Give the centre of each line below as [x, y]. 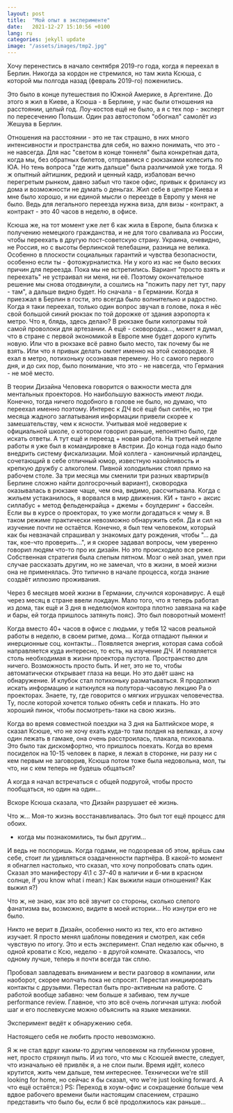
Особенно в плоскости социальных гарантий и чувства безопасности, [112, 255]
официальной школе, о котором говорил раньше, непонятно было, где [112, 431]
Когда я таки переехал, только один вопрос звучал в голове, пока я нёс [114, 306]
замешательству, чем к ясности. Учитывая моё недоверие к [97, 424]
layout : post [26, 14]
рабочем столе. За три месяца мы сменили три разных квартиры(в [108, 476]
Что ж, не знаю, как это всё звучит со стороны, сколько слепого [104, 901]
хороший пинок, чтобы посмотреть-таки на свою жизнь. [91, 710]
